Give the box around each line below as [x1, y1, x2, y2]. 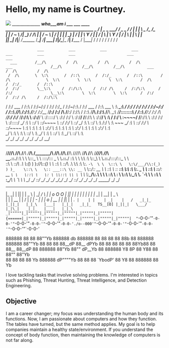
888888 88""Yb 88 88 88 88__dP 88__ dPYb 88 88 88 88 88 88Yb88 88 [6, 241, 156, 247]
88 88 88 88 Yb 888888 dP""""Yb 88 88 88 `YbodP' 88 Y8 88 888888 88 [6, 257, 158, 263]
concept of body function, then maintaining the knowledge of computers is [6, 331, 160, 337]
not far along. [6, 337, 34, 343]
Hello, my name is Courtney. [6, 4, 126, 15]
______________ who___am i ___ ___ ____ [12, 21, 90, 27]
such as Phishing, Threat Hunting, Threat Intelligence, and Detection [6, 277, 147, 283]
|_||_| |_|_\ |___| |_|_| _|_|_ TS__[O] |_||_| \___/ [6, 202, 147, 207]
